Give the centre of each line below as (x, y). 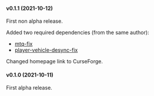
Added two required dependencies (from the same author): (78, 33)
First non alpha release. (34, 21)
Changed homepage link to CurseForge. (54, 61)
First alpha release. (29, 88)
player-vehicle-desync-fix (46, 50)
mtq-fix (24, 44)
